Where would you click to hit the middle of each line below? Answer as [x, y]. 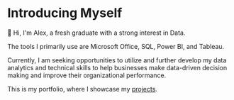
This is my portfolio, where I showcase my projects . [83, 89]
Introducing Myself [65, 13]
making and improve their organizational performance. [87, 75]
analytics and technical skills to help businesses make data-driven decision [117, 67]
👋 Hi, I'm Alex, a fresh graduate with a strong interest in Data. [96, 33]
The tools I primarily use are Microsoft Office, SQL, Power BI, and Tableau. [116, 46]
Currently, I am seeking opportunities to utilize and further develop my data [117, 60]
